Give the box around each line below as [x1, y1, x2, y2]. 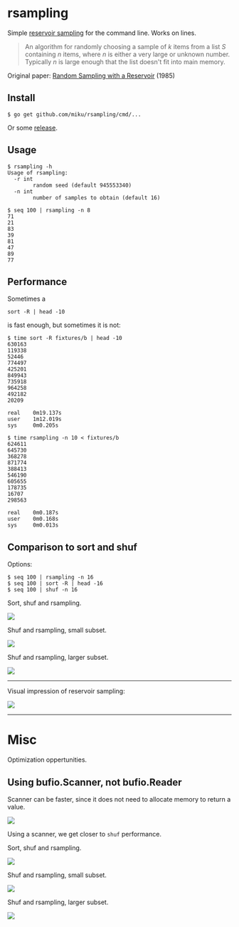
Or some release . [7, 123, 58, 132]
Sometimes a [7, 294, 46, 304]
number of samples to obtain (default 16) [33, 194, 161, 201]
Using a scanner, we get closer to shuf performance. [7, 829, 162, 838]
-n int [14, 187, 33, 195]
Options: [7, 560, 33, 569]
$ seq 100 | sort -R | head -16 [7, 580, 103, 587]
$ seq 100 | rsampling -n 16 [7, 574, 94, 581]
